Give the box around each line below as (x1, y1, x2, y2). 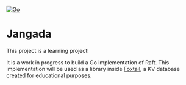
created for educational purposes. (6, 72, 92, 79)
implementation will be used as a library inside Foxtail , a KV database (6, 65, 180, 72)
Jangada (6, 27, 52, 41)
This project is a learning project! (6, 47, 90, 54)
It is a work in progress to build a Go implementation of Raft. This (6, 58, 170, 66)
